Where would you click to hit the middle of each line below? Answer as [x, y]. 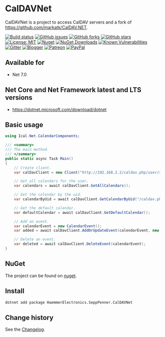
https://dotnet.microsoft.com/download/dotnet [59, 109]
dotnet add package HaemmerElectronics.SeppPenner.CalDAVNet [69, 302]
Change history [29, 318]
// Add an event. [32, 221]
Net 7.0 [19, 75]
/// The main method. [27, 150]
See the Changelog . [25, 330]
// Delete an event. [35, 239]
